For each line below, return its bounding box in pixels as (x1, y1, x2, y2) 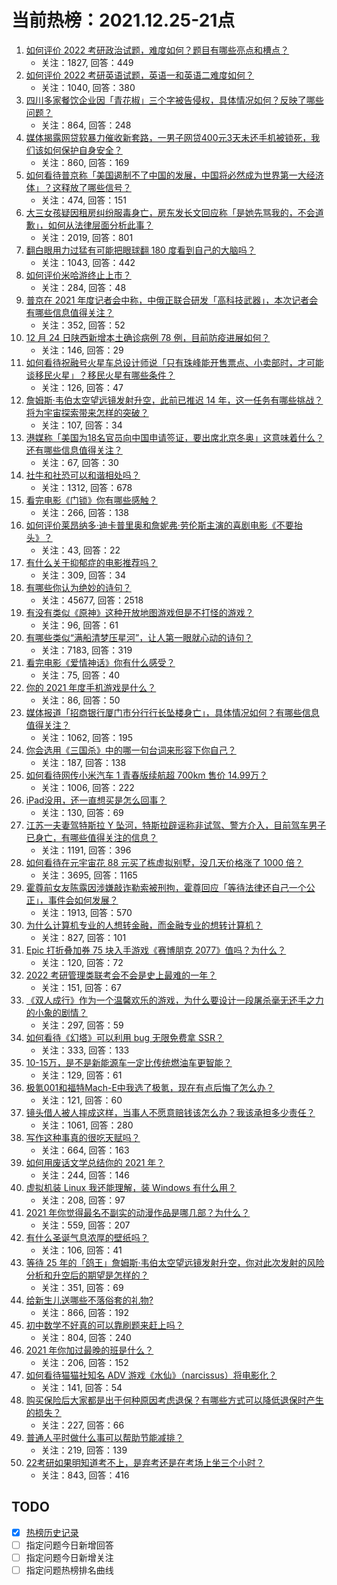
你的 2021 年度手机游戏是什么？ (25, 681, 157, 693)
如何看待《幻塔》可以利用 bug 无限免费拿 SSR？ (25, 1031, 225, 1043)
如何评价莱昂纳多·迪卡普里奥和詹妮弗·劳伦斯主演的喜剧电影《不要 (25, 519, 294, 531)
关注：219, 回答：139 (40, 1444, 128, 1456)
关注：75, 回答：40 (40, 669, 121, 681)
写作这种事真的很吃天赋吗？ (25, 1131, 141, 1143)
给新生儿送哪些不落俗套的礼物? (25, 1294, 154, 1306)
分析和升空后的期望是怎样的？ (25, 1269, 149, 1281)
